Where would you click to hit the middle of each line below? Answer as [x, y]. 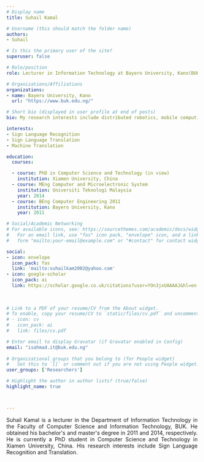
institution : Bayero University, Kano [66, 207]
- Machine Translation [35, 146]
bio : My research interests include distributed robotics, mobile [92, 118]
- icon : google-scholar [36, 274]
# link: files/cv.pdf [36, 331]
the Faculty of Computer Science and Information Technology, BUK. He [102, 426]
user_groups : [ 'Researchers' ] [45, 370]
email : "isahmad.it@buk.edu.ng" [47, 347]
